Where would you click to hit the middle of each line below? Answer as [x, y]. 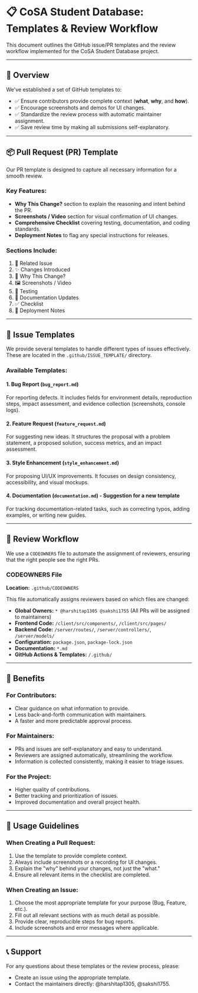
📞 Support [24, 952]
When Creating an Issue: [42, 890]
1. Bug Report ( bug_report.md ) [42, 384]
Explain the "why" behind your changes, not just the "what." [87, 868]
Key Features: [27, 191]
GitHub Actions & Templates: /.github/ [63, 654]
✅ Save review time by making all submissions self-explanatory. [92, 127]
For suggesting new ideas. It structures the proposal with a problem [88, 437]
